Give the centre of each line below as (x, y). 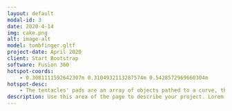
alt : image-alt (29, 39)
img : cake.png (28, 33)
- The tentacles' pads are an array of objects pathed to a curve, (118, 90)
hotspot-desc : (28, 84)
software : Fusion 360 (38, 65)
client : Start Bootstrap (43, 59)
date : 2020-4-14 (30, 26)
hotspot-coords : (30, 71)
